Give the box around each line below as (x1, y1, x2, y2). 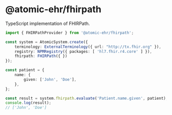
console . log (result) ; (5, 100, 52, 105)
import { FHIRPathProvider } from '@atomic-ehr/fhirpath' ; (5, 30, 134, 35)
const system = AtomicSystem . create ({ (5, 39, 88, 44)
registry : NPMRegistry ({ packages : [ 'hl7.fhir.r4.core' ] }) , (14, 49, 153, 54)
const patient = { (5, 68, 45, 73)
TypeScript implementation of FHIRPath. (5, 20, 90, 26)
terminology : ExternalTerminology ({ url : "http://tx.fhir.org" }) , (14, 44, 161, 49)
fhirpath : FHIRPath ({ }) (14, 53, 68, 59)
